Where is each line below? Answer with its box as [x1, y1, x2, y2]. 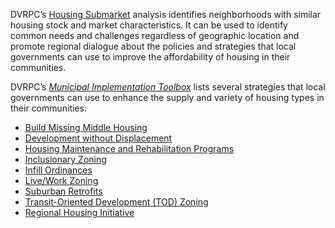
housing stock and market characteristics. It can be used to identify [10, 19, 288, 31]
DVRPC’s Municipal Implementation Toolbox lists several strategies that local [10, 81, 326, 93]
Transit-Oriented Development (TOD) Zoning [24, 196, 209, 208]
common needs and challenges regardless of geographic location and [10, 30, 300, 41]
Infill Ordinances [24, 164, 93, 176]
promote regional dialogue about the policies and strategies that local [10, 40, 297, 52]
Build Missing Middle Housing [24, 122, 148, 133]
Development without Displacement [24, 132, 173, 144]
